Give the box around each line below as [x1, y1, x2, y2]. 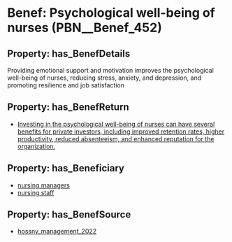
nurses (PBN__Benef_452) [7, 20, 162, 36]
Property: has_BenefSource [7, 208, 131, 221]
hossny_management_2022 [17, 227, 97, 236]
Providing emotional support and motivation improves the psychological [7, 66, 215, 74]
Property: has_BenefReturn [7, 101, 129, 113]
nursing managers [17, 180, 70, 190]
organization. [17, 142, 56, 150]
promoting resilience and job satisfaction [7, 81, 124, 89]
